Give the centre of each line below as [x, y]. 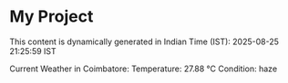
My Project [51, 17]
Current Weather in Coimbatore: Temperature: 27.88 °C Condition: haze [144, 69]
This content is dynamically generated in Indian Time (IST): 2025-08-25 [144, 41]
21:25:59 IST [33, 51]
